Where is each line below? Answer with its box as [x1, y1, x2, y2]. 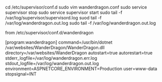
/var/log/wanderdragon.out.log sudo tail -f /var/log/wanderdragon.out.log [5, 20, 156, 26]
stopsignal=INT [5, 71, 37, 77]
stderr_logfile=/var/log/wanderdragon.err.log [5, 55, 97, 61]
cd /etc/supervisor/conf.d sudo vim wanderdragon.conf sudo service [5, 4, 147, 10]
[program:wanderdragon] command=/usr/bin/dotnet [5, 39, 113, 45]
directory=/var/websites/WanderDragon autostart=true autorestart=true [5, 50, 153, 56]
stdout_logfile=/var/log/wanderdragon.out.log [5, 61, 99, 66]
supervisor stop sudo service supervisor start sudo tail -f [5, 9, 123, 15]
